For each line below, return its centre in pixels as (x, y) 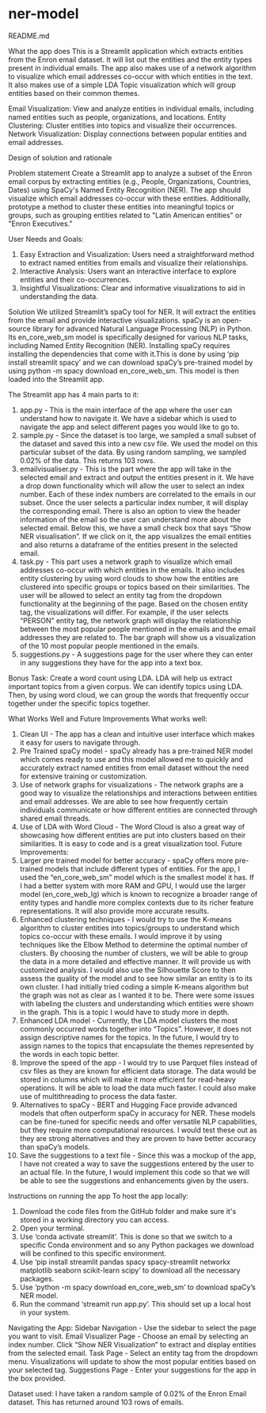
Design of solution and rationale (60, 157)
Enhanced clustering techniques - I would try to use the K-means (125, 919)
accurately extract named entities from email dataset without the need (134, 768)
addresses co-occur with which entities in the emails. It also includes (132, 570)
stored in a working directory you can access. (94, 1220)
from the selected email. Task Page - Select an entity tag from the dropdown (133, 1353)
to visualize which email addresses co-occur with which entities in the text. (131, 76)
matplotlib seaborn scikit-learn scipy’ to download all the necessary (130, 1270)
